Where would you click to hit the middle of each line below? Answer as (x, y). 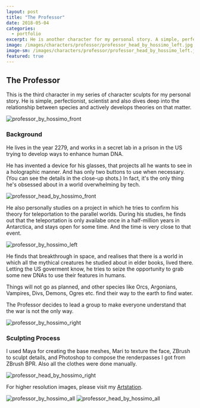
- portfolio (26, 34)
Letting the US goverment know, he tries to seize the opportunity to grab (95, 269)
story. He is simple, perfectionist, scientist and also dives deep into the (93, 101)
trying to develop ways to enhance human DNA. (65, 154)
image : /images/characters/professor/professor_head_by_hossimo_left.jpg (100, 45)
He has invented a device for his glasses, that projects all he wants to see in (99, 165)
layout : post (22, 12)
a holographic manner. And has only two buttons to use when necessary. (96, 171)
